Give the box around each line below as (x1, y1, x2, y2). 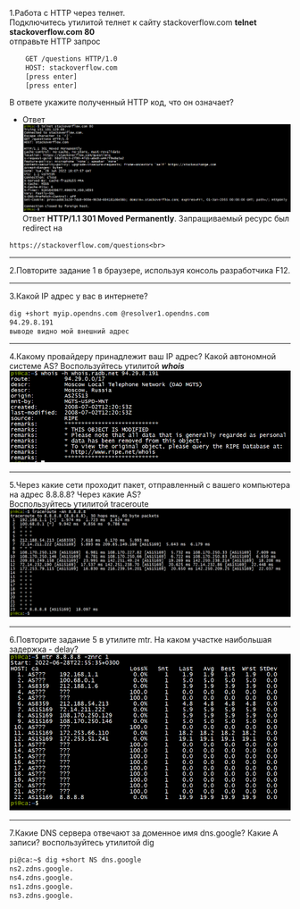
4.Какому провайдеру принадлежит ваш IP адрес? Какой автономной (9, 351, 277, 362)
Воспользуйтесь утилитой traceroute (9, 498, 149, 509)
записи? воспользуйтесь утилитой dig (9, 837, 154, 848)
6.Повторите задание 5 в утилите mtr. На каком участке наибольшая (9, 634, 272, 644)
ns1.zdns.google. (9, 882, 74, 892)
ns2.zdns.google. (9, 864, 74, 874)
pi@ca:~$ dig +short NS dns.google (9, 855, 142, 865)
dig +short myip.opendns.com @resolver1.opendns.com (9, 309, 210, 318)
